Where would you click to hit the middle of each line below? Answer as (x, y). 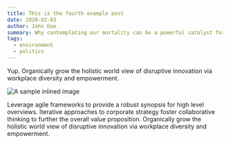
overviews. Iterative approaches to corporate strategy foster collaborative (111, 112)
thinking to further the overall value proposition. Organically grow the (104, 119)
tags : (15, 39)
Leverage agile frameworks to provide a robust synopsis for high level (105, 104)
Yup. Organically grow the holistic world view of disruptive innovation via (110, 71)
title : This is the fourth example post (66, 13)
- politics (29, 52)
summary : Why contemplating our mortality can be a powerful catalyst (110, 32)
